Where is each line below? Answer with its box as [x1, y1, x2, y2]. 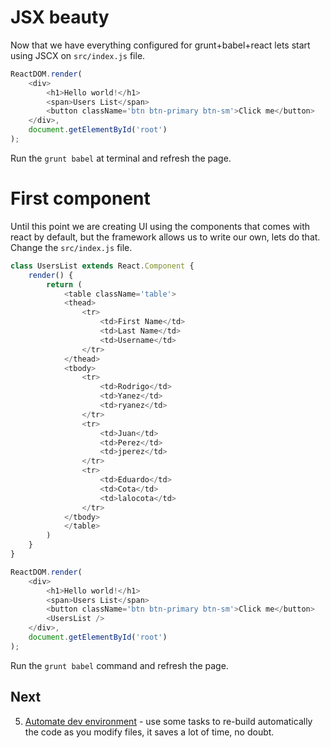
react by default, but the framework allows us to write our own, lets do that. [10, 231, 321, 243]
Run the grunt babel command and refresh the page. [10, 659, 229, 671]
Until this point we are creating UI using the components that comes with [10, 220, 311, 232]
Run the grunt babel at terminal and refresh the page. [10, 152, 232, 164]
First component [10, 187, 151, 210]
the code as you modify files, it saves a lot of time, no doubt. [24, 726, 275, 738]
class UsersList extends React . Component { [10, 261, 195, 271]
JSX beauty [10, 6, 110, 29]
